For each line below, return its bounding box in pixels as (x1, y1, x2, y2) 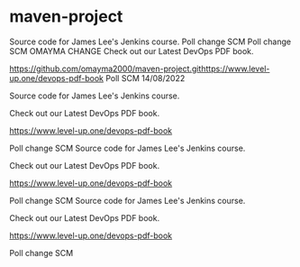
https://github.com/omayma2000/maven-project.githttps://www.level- (9, 63, 270, 74)
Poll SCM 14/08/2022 (105, 72, 186, 83)
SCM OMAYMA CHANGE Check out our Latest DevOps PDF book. (9, 45, 254, 56)
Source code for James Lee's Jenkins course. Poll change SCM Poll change (9, 36, 291, 47)
